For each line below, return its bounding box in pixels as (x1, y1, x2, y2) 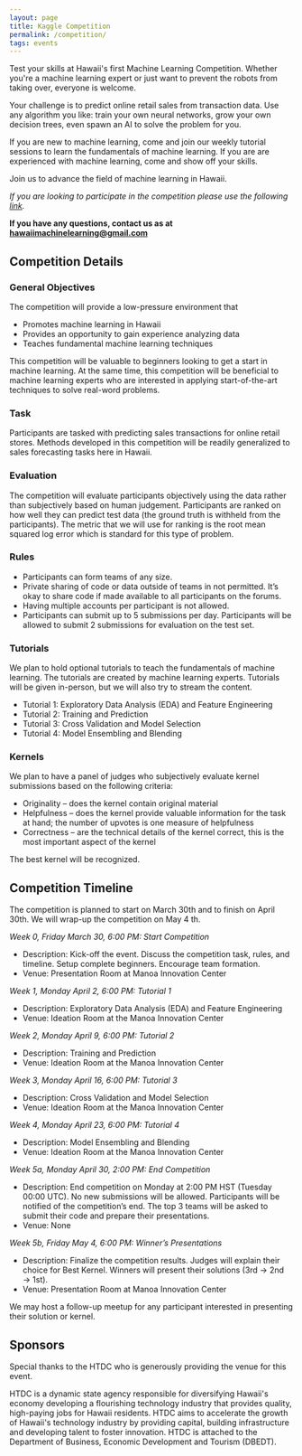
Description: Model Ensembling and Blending (22, 1137, 190, 1148)
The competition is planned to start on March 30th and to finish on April (9, 905, 275, 916)
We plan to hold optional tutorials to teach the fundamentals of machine (9, 662, 275, 673)
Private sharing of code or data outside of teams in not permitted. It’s (22, 580, 279, 592)
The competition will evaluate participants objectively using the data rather (9, 490, 287, 501)
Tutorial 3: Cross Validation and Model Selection (22, 719, 201, 729)
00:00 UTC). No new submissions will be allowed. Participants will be (22, 1191, 280, 1202)
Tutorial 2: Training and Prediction (22, 709, 149, 719)
